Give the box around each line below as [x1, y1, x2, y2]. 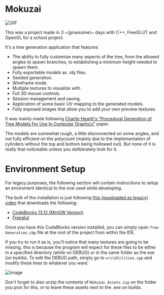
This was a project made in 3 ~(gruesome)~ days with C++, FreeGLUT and [5, 29, 157, 35]
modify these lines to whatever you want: [5, 260, 89, 266]
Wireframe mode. [12, 80, 48, 86]
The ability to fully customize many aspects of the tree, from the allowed [12, 53, 159, 60]
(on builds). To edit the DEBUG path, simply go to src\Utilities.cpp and [5, 255, 152, 260]
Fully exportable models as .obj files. [12, 69, 87, 75]
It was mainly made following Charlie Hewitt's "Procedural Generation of [5, 115, 152, 121]
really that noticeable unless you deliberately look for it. [5, 146, 118, 152]
